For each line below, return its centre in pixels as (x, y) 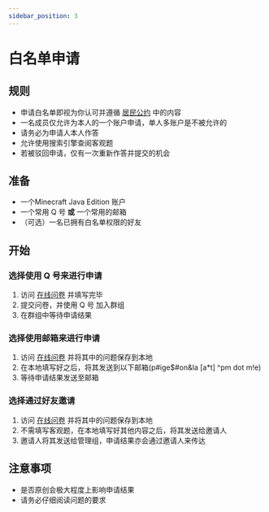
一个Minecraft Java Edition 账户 (73, 202)
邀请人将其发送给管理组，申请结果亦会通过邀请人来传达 (113, 440)
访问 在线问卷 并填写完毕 (61, 295)
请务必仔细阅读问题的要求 (63, 500)
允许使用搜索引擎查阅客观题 (67, 142)
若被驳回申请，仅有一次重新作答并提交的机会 (95, 153)
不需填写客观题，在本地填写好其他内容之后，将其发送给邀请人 (124, 430)
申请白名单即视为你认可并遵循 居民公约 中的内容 (100, 112)
